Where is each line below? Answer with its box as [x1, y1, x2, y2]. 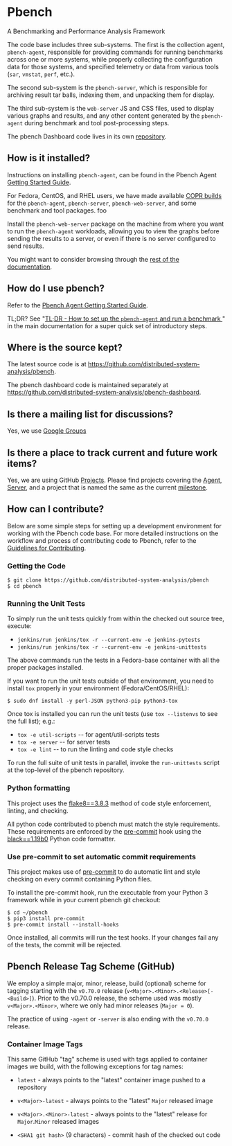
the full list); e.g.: [7, 717, 55, 726]
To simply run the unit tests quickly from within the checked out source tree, [7, 614, 225, 623]
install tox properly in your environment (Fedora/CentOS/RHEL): [7, 684, 189, 692]
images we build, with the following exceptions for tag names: [7, 1062, 184, 1071]
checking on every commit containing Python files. [7, 875, 152, 883]
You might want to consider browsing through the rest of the [7, 255, 180, 263]
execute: [7, 622, 33, 630]
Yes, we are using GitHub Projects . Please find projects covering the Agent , [7, 476, 222, 484]
